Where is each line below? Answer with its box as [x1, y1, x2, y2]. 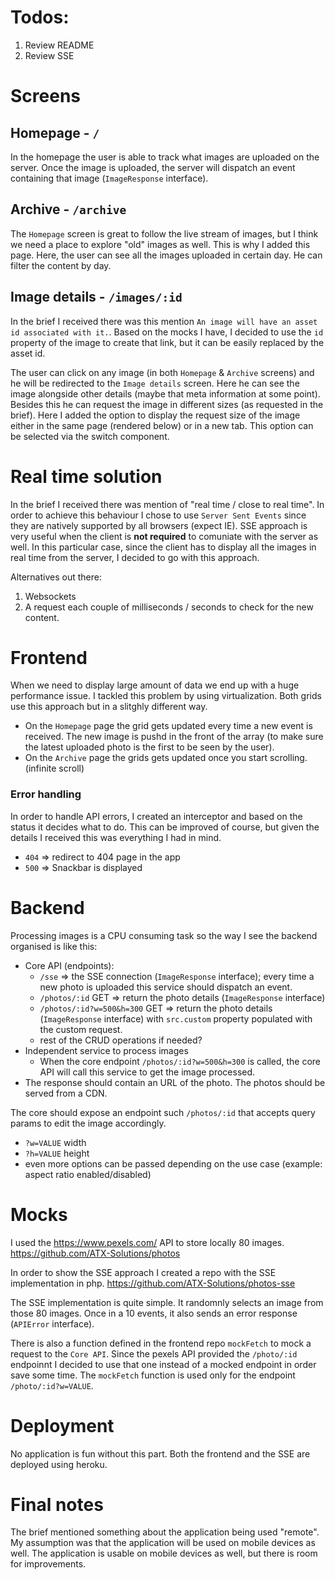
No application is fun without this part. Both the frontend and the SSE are [10, 1447, 311, 1460]
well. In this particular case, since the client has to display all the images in [10, 541, 317, 553]
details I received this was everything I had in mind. [10, 831, 222, 843]
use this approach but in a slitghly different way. [10, 701, 208, 713]
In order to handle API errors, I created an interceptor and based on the [10, 810, 303, 822]
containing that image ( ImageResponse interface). [10, 172, 209, 184]
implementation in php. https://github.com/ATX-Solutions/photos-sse [10, 1277, 296, 1289]
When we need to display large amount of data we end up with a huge [10, 679, 300, 691]
